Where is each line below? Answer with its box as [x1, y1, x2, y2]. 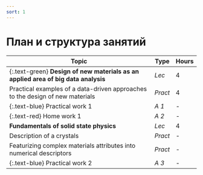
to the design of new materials [9, 92, 95, 101]
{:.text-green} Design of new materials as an [9, 67, 139, 76]
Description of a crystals [9, 131, 79, 140]
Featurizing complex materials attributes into [9, 141, 136, 150]
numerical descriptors [9, 149, 72, 157]
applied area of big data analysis [9, 74, 106, 83]
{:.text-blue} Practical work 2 [9, 159, 92, 167]
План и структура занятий [6, 35, 146, 48]
